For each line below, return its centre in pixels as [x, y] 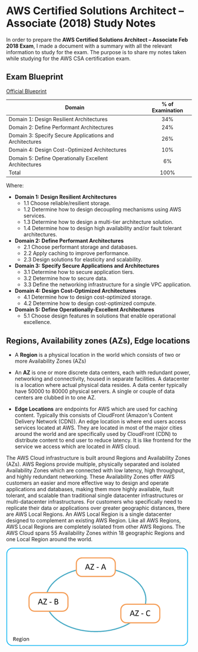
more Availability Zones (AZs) [50, 361]
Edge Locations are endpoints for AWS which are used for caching [96, 409]
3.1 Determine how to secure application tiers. [79, 272]
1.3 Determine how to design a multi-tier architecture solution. [98, 222]
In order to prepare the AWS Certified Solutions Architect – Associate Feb [97, 39]
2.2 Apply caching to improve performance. [76, 253]
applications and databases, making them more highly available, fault [90, 489]
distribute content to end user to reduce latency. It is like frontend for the [103, 441]
